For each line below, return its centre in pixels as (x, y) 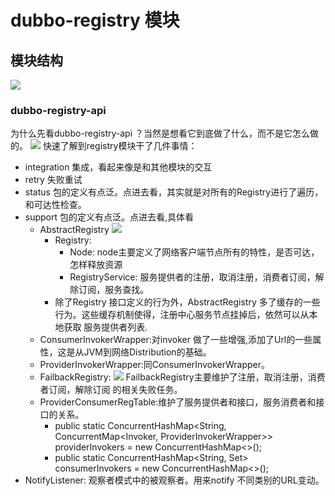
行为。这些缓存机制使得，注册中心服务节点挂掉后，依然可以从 (182, 315)
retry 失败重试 (53, 180)
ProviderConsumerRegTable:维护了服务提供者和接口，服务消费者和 (178, 402)
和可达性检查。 (55, 205)
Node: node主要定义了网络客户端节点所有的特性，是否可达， (194, 252)
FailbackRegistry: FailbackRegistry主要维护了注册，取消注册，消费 (182, 377)
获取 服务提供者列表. (105, 327)
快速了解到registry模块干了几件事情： (120, 146)
